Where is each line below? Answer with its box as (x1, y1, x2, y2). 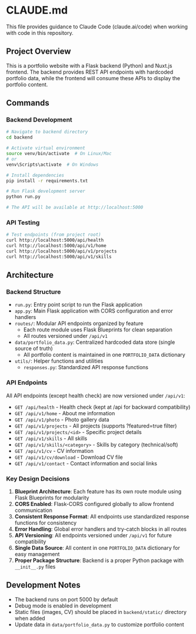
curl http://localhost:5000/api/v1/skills (6, 254, 112, 259)
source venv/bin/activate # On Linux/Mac (6, 151, 112, 157)
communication (14, 507, 53, 514)
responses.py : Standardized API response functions (23, 364, 149, 371)
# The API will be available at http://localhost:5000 (6, 205, 144, 211)
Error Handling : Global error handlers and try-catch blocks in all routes (14, 525, 187, 533)
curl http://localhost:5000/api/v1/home (6, 243, 107, 249)
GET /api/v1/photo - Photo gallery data (14, 416, 109, 423)
